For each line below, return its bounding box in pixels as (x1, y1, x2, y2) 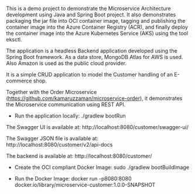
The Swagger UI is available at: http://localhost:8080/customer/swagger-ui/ (6, 124, 189, 130)
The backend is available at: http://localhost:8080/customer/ (6, 153, 152, 160)
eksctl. (6, 36, 22, 43)
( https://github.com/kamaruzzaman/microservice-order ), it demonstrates (6, 95, 183, 102)
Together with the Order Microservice (6, 89, 97, 95)
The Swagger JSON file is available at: (6, 135, 98, 142)
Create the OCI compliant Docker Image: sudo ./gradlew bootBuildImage (14, 164, 189, 171)
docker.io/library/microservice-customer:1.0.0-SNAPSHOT (14, 181, 156, 188)
